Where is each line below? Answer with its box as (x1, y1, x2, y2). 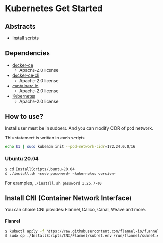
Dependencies (5, 49, 50, 57)
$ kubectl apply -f (5, 229, 45, 234)
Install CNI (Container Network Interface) (5, 194, 132, 202)
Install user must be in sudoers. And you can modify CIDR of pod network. (5, 125, 154, 131)
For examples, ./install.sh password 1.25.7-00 (5, 180, 102, 186)
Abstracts (5, 22, 36, 31)
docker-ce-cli (12, 72, 40, 78)
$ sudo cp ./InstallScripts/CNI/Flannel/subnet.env (5, 233, 112, 238)
